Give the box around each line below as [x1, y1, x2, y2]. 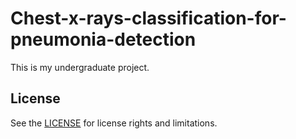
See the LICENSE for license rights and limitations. [10, 117, 218, 129]
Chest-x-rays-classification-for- [10, 7, 287, 30]
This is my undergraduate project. [10, 61, 150, 73]
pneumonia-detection [10, 28, 197, 51]
